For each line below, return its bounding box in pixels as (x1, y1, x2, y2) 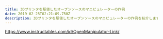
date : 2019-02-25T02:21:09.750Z (5, 11, 70, 16)
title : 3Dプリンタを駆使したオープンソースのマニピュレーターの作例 (5, 7, 125, 12)
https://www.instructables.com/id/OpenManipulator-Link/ (5, 29, 120, 35)
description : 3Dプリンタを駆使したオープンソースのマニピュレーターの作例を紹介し (5, 16, 153, 20)
